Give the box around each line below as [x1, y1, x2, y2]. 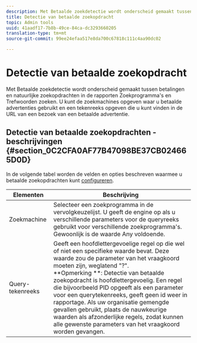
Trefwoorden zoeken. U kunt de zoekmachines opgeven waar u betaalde [6, 98, 182, 105]
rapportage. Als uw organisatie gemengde [53, 298, 169, 306]
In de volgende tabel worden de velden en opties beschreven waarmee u [6, 171, 183, 178]
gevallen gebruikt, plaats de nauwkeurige [53, 305, 167, 314]
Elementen [13, 191, 44, 199]
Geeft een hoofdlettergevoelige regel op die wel [53, 239, 185, 247]
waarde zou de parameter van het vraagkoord [53, 254, 180, 262]
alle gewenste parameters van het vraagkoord [53, 320, 180, 328]
